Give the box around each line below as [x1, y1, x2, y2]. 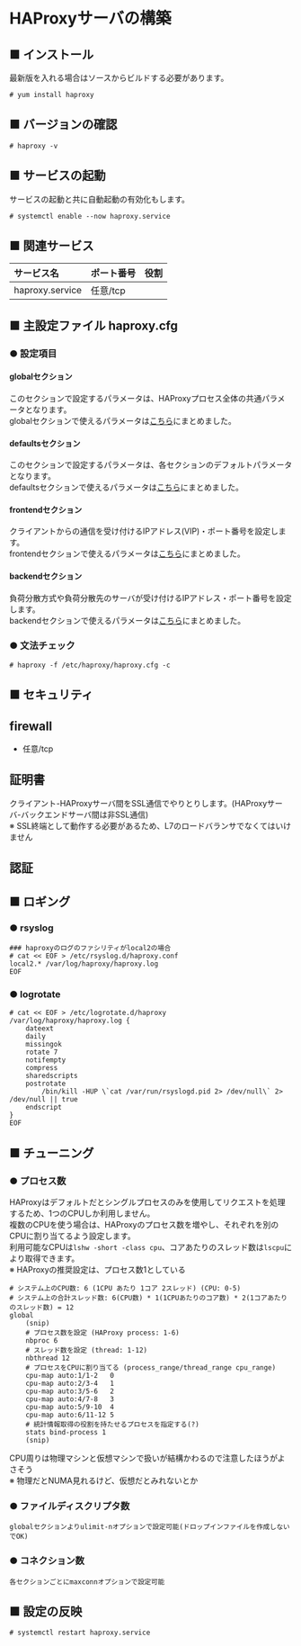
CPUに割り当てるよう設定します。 [9, 1230, 137, 1241]
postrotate [25, 1079, 66, 1089]
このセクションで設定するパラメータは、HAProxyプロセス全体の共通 [9, 392, 262, 403]
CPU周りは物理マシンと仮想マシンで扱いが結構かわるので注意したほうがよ [9, 1453, 286, 1463]
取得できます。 [24, 1253, 80, 1264]
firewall [9, 718, 52, 733]
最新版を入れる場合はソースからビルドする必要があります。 [9, 73, 229, 83]
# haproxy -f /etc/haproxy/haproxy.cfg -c [9, 661, 171, 670]
